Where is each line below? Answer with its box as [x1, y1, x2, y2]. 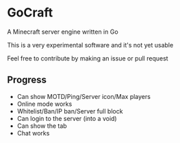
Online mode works [16, 100, 73, 108]
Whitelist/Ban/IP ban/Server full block [16, 107, 123, 115]
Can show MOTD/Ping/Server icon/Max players [16, 92, 151, 100]
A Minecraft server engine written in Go [7, 27, 118, 36]
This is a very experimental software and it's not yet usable [7, 41, 174, 49]
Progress [7, 74, 47, 86]
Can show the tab [16, 122, 67, 130]
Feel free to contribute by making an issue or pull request [7, 54, 169, 63]
